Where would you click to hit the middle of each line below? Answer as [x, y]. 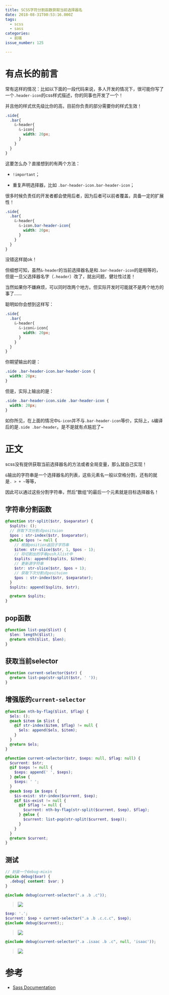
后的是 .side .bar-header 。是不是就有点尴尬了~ [55, 427]
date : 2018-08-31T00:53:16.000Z [39, 15]
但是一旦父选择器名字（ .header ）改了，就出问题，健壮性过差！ [70, 277]
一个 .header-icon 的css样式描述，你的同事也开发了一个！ [64, 95]
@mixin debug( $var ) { [28, 876]
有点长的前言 [32, 74]
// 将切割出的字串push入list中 [44, 554]
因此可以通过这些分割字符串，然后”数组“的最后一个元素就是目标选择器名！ [82, 492]
